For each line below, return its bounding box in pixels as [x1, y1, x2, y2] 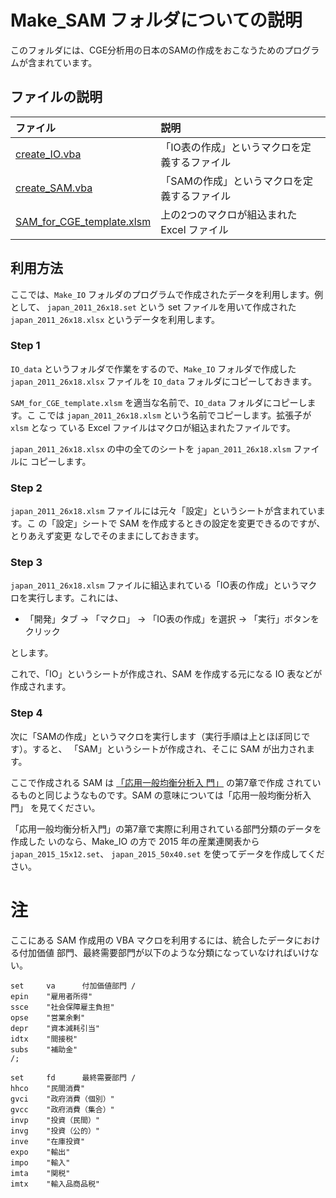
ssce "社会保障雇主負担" [10, 1002, 115, 1012]
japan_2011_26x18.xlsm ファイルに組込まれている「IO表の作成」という [10, 579, 300, 591]
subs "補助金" [10, 1044, 78, 1055]
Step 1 [10, 339, 41, 353]
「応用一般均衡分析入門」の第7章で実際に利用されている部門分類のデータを [10, 822, 322, 835]
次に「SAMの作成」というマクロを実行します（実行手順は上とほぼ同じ [10, 730, 302, 742]
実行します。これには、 [27, 592, 124, 604]
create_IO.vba [15, 147, 82, 161]
